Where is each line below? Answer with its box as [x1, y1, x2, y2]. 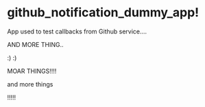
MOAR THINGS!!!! [7, 67, 57, 75]
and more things [7, 80, 53, 88]
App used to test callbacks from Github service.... [7, 27, 147, 35]
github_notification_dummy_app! [7, 5, 200, 20]
